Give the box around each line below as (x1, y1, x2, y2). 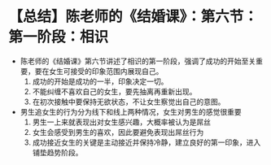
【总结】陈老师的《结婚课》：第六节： (8, 7, 259, 26)
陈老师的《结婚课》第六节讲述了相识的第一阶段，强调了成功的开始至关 (20, 56, 256, 66)
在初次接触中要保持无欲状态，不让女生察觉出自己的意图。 (32, 97, 225, 106)
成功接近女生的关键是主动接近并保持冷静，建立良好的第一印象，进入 (32, 137, 261, 147)
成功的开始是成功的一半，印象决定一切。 (32, 76, 168, 86)
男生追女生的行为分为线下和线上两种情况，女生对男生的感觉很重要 (20, 106, 242, 116)
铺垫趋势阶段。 (32, 147, 83, 157)
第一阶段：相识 (8, 28, 109, 46)
